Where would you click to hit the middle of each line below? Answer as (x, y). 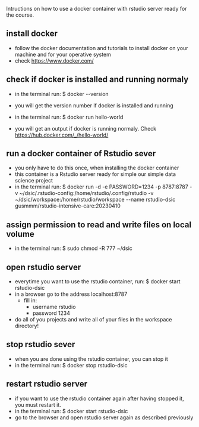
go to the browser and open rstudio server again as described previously (104, 417)
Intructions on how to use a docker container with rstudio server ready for (97, 9)
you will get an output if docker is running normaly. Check (86, 128)
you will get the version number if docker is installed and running (94, 105)
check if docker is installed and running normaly (97, 80)
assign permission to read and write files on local (99, 225)
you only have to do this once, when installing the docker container (97, 168)
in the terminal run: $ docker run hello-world (69, 117)
